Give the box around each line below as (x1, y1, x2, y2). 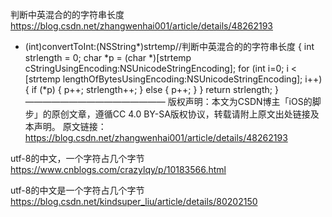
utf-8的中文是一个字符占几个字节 (10, 184, 145, 196)
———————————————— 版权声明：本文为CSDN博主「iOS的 (24, 96, 313, 107)
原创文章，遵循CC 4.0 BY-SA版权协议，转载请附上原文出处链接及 (51, 108, 320, 120)
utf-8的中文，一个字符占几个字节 (10, 153, 145, 164)
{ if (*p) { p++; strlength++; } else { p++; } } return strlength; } (24, 84, 279, 95)
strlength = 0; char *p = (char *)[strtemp (24, 52, 192, 63)
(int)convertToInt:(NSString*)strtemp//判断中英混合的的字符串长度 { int (24, 41, 315, 52)
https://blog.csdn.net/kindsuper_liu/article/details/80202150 (10, 196, 258, 207)
